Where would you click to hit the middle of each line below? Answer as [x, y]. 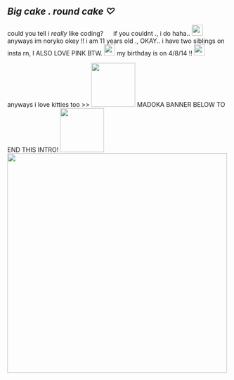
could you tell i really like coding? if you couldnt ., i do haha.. [99, 33]
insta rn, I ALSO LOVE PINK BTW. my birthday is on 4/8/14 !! [100, 53]
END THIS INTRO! [33, 150]
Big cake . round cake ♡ [61, 12]
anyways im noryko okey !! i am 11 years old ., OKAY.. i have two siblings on [116, 41]
